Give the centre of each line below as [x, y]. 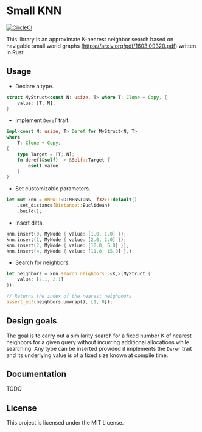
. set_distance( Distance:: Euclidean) [64, 206]
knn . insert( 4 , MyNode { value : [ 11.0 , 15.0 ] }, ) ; [71, 251]
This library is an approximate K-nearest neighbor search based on [90, 39]
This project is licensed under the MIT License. [65, 423]
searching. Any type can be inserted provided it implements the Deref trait [99, 348]
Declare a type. [34, 86]
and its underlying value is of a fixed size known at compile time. [87, 355]
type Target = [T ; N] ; [46, 154]
